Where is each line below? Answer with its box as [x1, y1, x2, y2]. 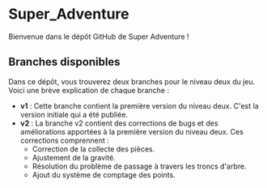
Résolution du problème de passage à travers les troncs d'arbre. [32, 161, 247, 171]
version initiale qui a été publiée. [19, 109, 128, 119]
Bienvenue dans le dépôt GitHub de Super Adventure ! [8, 32, 189, 41]
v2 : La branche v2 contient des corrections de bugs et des [19, 118, 218, 128]
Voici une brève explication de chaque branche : [8, 85, 170, 95]
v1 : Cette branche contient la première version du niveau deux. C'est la [19, 100, 259, 110]
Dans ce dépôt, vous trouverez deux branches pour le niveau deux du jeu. [8, 76, 256, 86]
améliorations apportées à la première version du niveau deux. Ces [19, 126, 244, 136]
